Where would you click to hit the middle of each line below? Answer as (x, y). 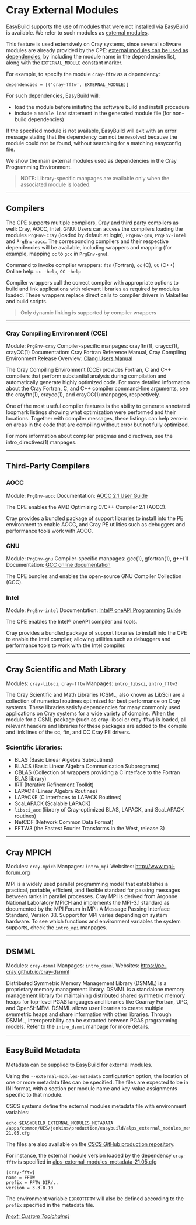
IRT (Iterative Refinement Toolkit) (54, 785)
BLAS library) (30, 779)
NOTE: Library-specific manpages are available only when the (95, 178)
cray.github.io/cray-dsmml (38, 972)
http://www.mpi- (155, 867)
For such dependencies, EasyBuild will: (53, 95)
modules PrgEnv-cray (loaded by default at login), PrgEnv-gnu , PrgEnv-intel (96, 235)
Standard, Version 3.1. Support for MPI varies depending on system (87, 915)
